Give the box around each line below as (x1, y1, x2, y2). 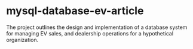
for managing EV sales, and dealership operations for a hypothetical (6, 30, 174, 37)
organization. (6, 36, 39, 43)
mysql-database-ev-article (6, 4, 144, 18)
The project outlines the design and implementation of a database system (6, 24, 188, 31)
